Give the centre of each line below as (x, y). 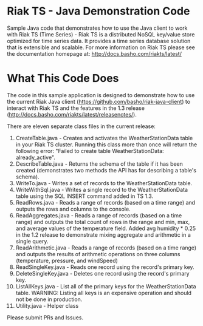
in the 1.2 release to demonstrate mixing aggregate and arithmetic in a (103, 234)
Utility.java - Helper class (47, 305)
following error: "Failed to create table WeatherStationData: (90, 151)
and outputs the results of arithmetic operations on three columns (98, 254)
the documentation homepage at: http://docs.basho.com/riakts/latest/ (94, 53)
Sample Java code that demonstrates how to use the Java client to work (97, 28)
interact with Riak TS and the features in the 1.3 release (76, 108)
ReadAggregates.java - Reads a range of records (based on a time (99, 215)
